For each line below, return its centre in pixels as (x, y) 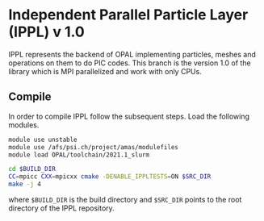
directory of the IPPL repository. (61, 208)
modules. (24, 125)
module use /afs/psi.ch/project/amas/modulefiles (94, 147)
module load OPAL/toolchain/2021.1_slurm (79, 155)
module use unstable (43, 140)
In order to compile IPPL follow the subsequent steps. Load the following (129, 116)
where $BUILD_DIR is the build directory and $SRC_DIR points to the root (125, 200)
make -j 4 (25, 184)
